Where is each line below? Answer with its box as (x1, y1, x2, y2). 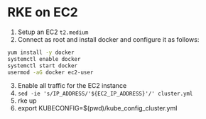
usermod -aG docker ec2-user (7, 69, 94, 76)
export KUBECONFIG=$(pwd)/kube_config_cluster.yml (17, 104, 178, 113)
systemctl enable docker (7, 55, 81, 62)
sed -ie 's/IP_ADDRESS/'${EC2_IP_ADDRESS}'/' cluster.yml (17, 90, 193, 98)
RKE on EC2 (7, 4, 78, 21)
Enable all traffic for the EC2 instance (17, 81, 127, 90)
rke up (17, 96, 37, 105)
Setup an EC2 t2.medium (17, 28, 89, 36)
